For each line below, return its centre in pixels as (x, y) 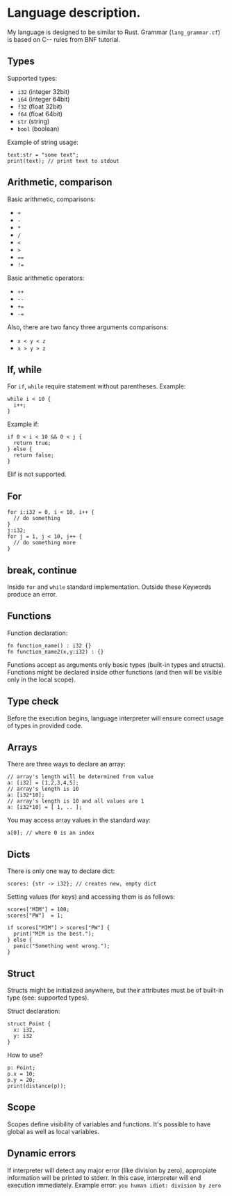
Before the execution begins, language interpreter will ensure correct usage (116, 718)
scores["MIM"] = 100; (39, 910)
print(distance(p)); (37, 1086)
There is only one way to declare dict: (61, 871)
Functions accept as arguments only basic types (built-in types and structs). (116, 664)
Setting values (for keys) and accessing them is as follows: (91, 897)
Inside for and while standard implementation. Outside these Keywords (109, 587)
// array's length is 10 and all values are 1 (76, 801)
